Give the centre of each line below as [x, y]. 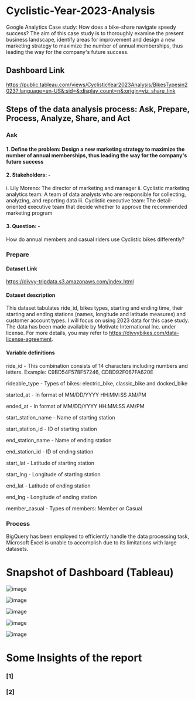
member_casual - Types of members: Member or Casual [74, 508]
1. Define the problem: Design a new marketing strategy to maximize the [95, 149]
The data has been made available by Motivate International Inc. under [91, 327]
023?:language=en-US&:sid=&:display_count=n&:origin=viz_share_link [91, 91]
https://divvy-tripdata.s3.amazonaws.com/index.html [70, 282]
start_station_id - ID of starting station [52, 429]
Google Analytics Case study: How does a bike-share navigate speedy [91, 27]
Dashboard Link [35, 71]
